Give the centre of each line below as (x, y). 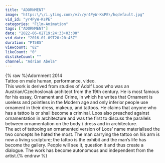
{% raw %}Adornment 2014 (34, 75)
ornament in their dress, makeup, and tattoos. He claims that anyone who (81, 108)
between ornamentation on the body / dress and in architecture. (71, 124)
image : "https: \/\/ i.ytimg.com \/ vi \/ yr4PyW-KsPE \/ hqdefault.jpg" (75, 15)
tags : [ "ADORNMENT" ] (27, 29)
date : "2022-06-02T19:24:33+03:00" (42, 33)
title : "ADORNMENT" (26, 10)
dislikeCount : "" (23, 57)
